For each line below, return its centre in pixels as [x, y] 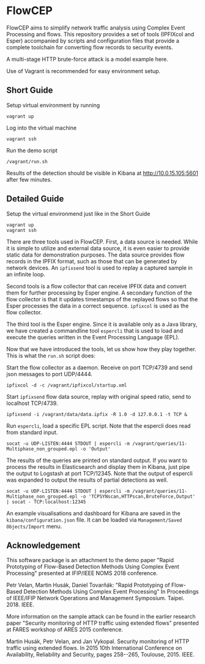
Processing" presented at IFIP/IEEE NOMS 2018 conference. [82, 573]
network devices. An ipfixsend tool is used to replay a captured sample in [99, 268]
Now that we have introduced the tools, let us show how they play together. [102, 349]
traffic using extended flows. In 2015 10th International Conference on [94, 648]
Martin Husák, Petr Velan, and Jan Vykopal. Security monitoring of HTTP [98, 641]
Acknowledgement [43, 545]
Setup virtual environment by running [53, 105]
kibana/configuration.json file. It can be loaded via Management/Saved [94, 520]
